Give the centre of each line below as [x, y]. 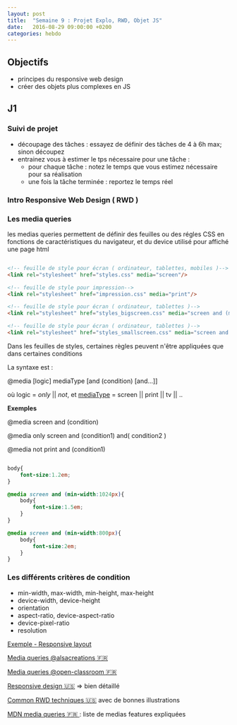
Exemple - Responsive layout [49, 644]
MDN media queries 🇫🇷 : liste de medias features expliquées [97, 714]
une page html [28, 249]
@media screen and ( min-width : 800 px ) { [64, 533]
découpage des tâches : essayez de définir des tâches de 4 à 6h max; [120, 144]
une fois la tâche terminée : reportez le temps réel [101, 181]
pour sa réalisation [55, 174]
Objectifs [28, 62]
